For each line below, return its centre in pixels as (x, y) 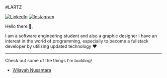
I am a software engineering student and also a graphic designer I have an (81, 36)
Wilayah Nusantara (32, 70)
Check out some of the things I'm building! (49, 60)
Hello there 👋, (19, 26)
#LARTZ (14, 7)
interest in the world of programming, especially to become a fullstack (77, 41)
